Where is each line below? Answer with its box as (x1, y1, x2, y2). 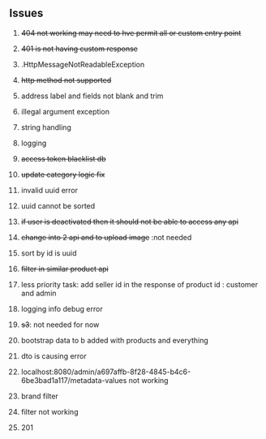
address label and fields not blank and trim (20, 91, 164, 101)
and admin (20, 288, 57, 298)
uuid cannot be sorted (20, 200, 96, 210)
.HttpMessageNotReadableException (20, 59, 145, 69)
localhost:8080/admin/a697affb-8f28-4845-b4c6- (20, 367, 191, 377)
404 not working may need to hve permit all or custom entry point (20, 28, 242, 37)
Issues (9, 6, 44, 20)
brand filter (20, 391, 59, 401)
